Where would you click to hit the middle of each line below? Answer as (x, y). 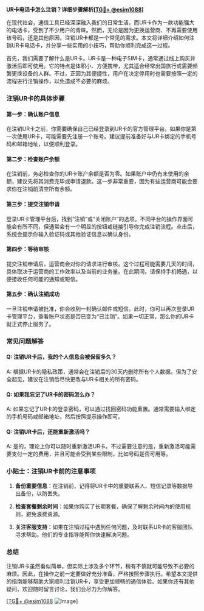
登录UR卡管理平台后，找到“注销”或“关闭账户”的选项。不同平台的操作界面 (97, 219)
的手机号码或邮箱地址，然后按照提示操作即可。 (65, 417)
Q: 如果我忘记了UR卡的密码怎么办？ (51, 394)
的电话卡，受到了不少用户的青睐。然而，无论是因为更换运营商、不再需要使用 (102, 30)
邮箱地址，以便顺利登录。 (49, 144)
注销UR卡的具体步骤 (36, 98)
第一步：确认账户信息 (33, 114)
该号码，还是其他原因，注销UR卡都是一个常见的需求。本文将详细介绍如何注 (100, 38)
